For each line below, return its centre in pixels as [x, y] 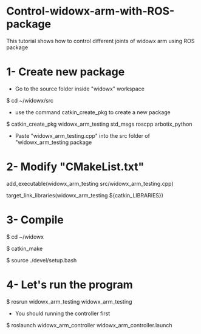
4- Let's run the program [70, 285]
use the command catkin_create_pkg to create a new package [93, 112]
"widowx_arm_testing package [53, 142]
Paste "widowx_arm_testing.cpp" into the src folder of [83, 135]
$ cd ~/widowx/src [30, 100]
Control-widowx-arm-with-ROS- [90, 11]
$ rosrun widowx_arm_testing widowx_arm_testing [69, 301]
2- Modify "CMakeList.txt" [75, 167]
